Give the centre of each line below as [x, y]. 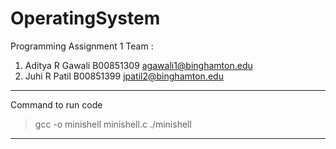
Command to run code [56, 104]
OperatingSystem [85, 18]
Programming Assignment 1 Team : [82, 46]
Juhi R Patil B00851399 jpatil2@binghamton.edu [124, 76]
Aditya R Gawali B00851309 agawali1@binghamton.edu [138, 65]
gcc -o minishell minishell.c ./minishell [113, 124]
